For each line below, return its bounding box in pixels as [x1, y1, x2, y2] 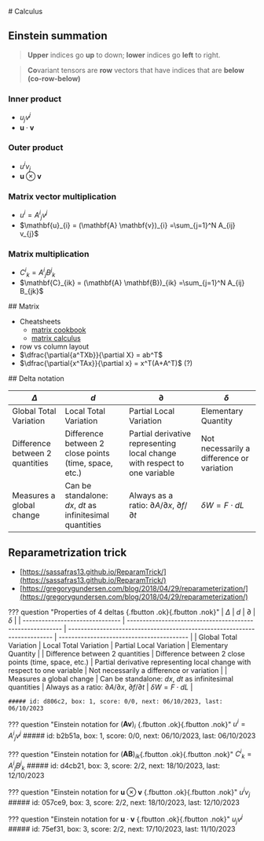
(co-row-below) [27, 74, 81, 83]
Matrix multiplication [8, 248, 90, 259]
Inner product [8, 93, 61, 104]
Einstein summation [8, 29, 108, 42]
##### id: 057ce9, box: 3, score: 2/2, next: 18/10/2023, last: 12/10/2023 [8, 797, 240, 807]
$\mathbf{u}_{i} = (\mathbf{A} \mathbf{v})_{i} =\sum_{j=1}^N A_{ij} [19, 221, 236, 230]
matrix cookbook [31, 325, 86, 335]
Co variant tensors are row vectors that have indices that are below [27, 65, 245, 75]
